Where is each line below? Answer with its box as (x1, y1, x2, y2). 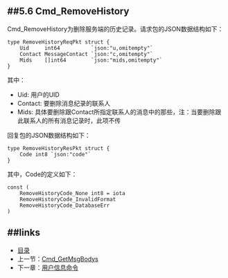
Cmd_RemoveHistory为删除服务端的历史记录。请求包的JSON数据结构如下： (7, 24, 224, 33)
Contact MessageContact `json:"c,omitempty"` (19, 50, 154, 57)
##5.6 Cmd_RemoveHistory (7, 6, 130, 17)
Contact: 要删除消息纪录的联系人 (17, 99, 111, 107)
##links (7, 227, 40, 239)
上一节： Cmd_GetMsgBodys (17, 254, 98, 263)
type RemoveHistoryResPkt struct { (7, 145, 110, 151)
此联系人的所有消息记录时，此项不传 (17, 116, 121, 124)
